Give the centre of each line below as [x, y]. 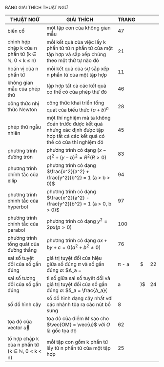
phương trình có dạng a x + [77, 240]
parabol [16, 230]
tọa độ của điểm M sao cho [78, 318]
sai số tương [21, 278]
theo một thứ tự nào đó [73, 60]
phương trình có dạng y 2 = [77, 221]
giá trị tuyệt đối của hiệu [74, 258]
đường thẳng [22, 250]
